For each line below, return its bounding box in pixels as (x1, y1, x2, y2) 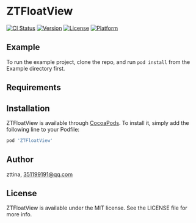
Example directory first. (6, 65, 65, 72)
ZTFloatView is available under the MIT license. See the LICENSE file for (6, 204, 187, 211)
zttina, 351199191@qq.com (6, 171, 73, 178)
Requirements (6, 82, 61, 93)
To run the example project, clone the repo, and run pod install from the (6, 58, 191, 65)
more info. (6, 211, 32, 218)
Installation (6, 103, 50, 113)
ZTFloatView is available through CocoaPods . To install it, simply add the (6, 119, 189, 126)
